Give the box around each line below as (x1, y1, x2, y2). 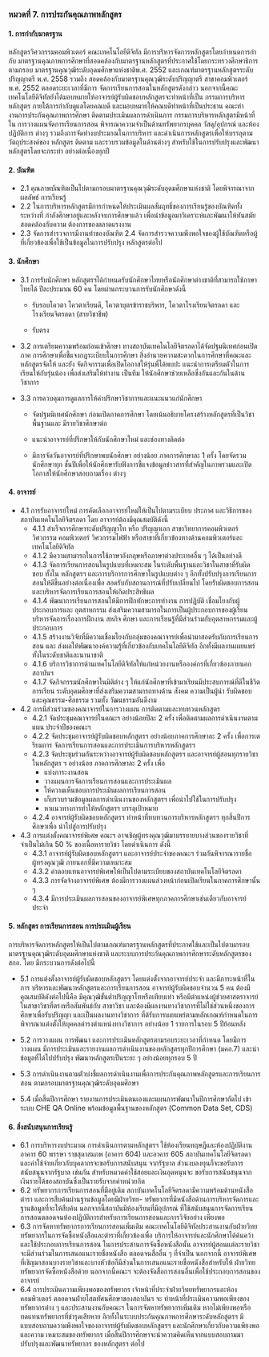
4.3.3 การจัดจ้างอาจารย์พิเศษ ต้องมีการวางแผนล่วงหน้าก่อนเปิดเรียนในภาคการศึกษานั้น (31, 875, 261, 885)
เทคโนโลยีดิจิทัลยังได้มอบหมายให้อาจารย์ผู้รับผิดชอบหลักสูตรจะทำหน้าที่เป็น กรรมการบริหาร (8, 92, 246, 102)
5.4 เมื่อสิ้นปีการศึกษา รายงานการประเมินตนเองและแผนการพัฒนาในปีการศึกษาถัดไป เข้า (19, 1094, 252, 1104)
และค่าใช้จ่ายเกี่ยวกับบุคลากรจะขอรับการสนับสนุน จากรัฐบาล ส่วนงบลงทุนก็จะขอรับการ (19, 1158, 244, 1168)
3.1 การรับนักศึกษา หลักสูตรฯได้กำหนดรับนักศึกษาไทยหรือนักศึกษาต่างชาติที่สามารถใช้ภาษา (19, 274, 258, 285)
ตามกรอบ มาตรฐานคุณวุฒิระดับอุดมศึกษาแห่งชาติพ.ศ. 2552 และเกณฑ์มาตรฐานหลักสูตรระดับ (8, 65, 254, 75)
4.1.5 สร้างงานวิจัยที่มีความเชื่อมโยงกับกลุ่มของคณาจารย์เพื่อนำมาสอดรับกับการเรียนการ (31, 631, 259, 642)
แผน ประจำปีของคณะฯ (31, 722, 91, 731)
